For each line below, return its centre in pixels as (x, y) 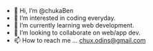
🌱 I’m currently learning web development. (74, 25)
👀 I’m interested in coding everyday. (64, 18)
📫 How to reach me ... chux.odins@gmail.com (80, 40)
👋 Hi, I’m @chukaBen (43, 11)
